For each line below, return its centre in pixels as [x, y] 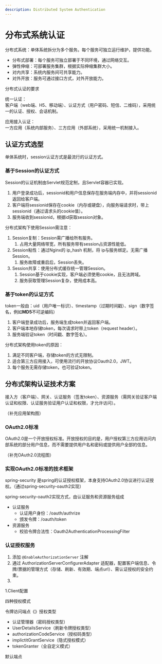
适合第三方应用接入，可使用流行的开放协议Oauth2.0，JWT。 [73, 361]
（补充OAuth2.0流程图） [30, 455]
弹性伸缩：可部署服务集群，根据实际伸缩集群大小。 [63, 66]
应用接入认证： [20, 121]
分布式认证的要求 [22, 89]
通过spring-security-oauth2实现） [50, 486]
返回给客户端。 [27, 199]
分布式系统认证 [35, 35]
